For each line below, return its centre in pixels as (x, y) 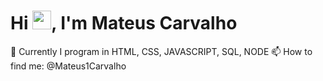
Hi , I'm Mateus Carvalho (124, 23)
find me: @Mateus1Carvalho (68, 66)
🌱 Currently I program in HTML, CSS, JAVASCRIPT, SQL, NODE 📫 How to (161, 51)
